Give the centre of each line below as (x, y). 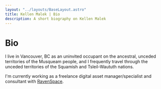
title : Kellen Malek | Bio (33, 14)
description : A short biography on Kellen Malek (56, 19)
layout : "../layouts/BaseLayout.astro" (46, 10)
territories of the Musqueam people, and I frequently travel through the (77, 62)
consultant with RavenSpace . (34, 82)
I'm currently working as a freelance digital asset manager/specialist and (78, 76)
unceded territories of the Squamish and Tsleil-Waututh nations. (69, 67)
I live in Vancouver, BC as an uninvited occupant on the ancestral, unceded (80, 56)
